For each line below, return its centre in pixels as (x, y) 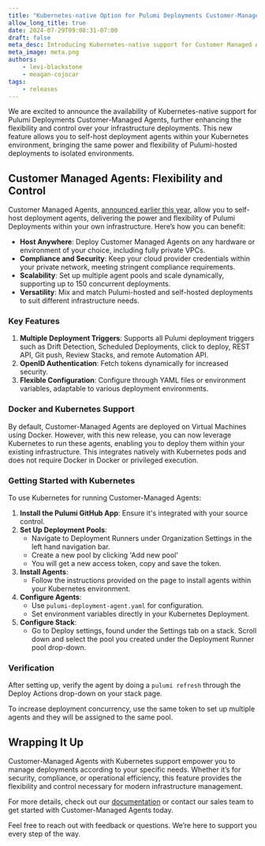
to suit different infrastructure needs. (79, 300)
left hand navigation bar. (71, 547)
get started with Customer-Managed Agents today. (91, 810)
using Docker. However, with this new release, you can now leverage (120, 435)
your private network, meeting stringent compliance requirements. (127, 267)
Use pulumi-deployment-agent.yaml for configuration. (118, 606)
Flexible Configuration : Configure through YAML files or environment (132, 380)
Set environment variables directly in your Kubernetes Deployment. (140, 614)
